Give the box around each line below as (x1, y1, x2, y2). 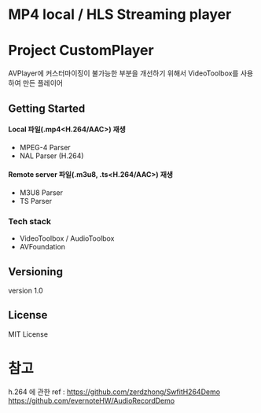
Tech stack (8, 216, 51, 227)
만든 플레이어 (22, 79, 63, 88)
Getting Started (8, 101, 86, 115)
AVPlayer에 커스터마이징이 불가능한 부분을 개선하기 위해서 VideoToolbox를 (8, 68, 239, 78)
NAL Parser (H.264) (19, 151, 84, 160)
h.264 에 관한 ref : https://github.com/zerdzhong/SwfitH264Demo (8, 387, 221, 396)
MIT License (8, 329, 49, 339)
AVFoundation (19, 242, 65, 252)
